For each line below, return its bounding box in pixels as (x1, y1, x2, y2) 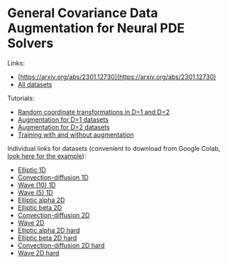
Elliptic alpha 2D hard (17, 226, 80, 234)
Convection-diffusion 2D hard (17, 241, 105, 250)
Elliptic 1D (17, 165, 46, 174)
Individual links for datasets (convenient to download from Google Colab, (7, 144, 221, 152)
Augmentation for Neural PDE (7, 20, 185, 36)
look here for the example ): (7, 152, 87, 160)
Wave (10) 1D (17, 180, 56, 189)
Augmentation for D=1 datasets (17, 115, 109, 124)
